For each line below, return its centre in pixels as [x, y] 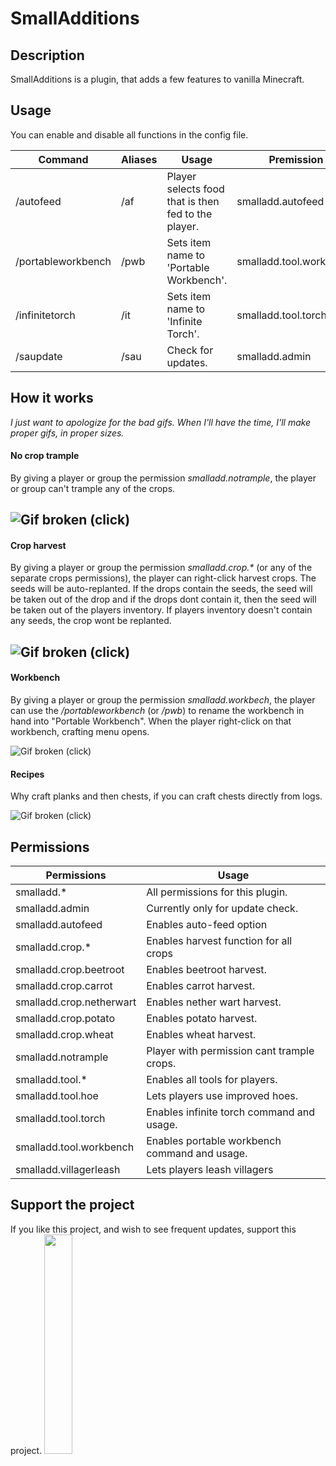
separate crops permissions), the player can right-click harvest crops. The [163, 578]
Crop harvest [38, 545]
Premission [296, 159]
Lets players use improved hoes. [222, 1096]
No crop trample [45, 456]
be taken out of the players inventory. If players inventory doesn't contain [161, 610]
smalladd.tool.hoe [57, 1096]
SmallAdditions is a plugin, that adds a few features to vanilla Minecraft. [157, 79]
